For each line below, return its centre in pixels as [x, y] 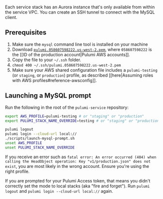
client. [11, 17]
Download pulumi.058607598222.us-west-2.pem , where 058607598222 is [82, 49]
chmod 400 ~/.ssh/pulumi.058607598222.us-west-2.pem [66, 65]
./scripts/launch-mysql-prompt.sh [40, 139]
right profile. [17, 171]
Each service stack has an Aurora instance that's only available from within [80, 7]
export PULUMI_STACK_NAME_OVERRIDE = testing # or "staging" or [69, 121]
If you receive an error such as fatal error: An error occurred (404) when [81, 157]
